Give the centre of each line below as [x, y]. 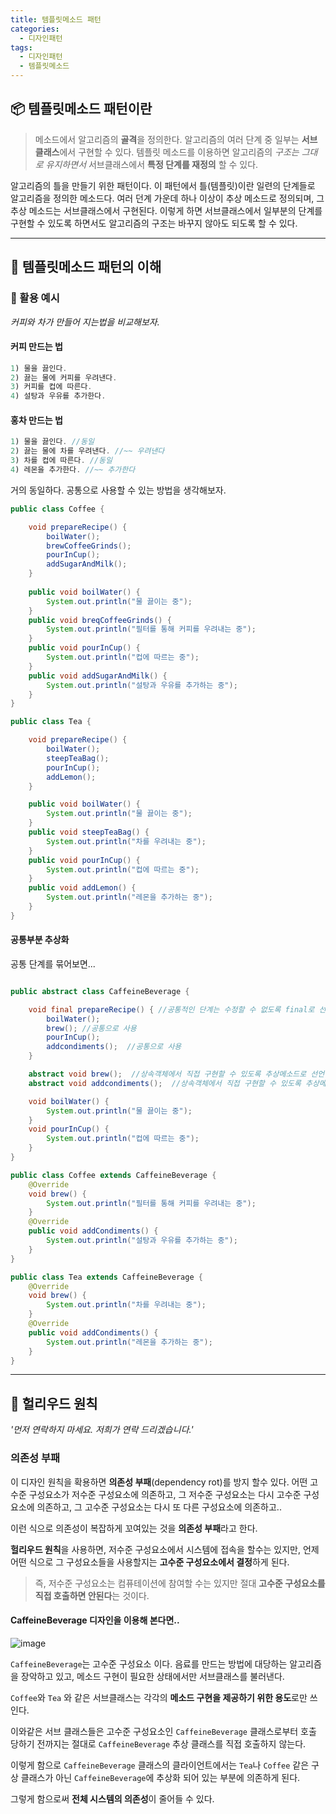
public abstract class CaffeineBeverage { [100, 991]
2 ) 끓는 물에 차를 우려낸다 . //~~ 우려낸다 [87, 451]
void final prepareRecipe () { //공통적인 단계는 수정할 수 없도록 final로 [171, 1009]
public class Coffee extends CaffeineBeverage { [113, 1175]
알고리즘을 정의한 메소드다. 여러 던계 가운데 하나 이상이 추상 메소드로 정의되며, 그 [167, 198]
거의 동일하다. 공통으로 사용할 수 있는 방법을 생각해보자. [118, 490]
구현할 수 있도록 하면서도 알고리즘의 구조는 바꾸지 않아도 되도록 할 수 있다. [154, 223]
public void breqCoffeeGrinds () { [100, 620]
